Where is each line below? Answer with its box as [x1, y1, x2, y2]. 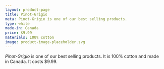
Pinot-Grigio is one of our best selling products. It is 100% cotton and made [5, 53, 159, 59]
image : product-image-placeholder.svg [5, 40, 85, 45]
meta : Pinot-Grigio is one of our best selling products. [5, 16, 127, 21]
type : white [5, 21, 30, 26]
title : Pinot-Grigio [5, 12, 48, 17]
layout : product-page [5, 7, 50, 12]
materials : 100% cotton [5, 35, 55, 40]
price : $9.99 [5, 30, 32, 35]
